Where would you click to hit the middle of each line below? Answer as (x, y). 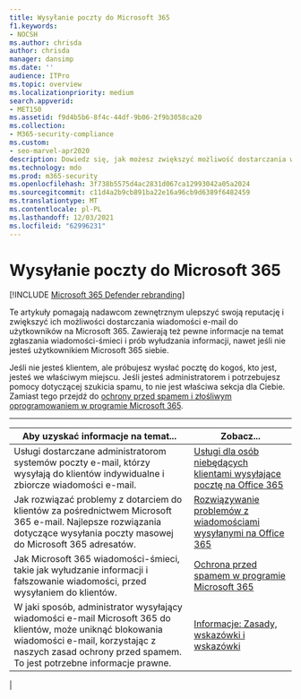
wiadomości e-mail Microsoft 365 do (93, 618)
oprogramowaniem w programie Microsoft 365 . (96, 406)
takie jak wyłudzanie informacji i (81, 570)
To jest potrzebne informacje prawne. (93, 663)
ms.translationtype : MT (54, 201)
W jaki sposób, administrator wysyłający (98, 608)
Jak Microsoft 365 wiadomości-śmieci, (97, 559)
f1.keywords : (34, 26)
